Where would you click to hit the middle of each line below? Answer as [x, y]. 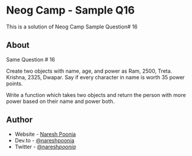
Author [19, 120]
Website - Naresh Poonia [45, 134]
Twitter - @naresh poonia [45, 147]
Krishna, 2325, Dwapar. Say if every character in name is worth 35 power [95, 77]
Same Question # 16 [31, 59]
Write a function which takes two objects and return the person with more [96, 95]
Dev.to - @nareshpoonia [44, 140]
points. [15, 83]
